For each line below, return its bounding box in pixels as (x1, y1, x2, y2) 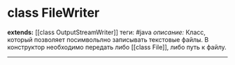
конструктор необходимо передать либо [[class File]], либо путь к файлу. (7, 43, 227, 51)
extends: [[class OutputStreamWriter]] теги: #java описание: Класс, (7, 28, 206, 36)
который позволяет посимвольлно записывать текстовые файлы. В (7, 35, 209, 43)
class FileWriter (7, 5, 100, 21)
